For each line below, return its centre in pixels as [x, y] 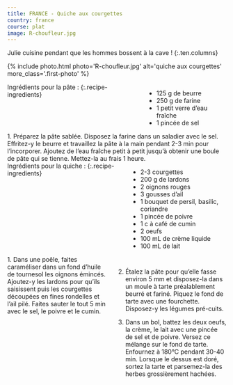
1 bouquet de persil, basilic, [179, 202]
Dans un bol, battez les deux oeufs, [176, 322]
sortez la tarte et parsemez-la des [174, 367]
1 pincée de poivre [167, 217]
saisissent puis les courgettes [50, 289]
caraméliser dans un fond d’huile [54, 267]
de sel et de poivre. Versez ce [168, 337]
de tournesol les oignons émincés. [57, 274]
